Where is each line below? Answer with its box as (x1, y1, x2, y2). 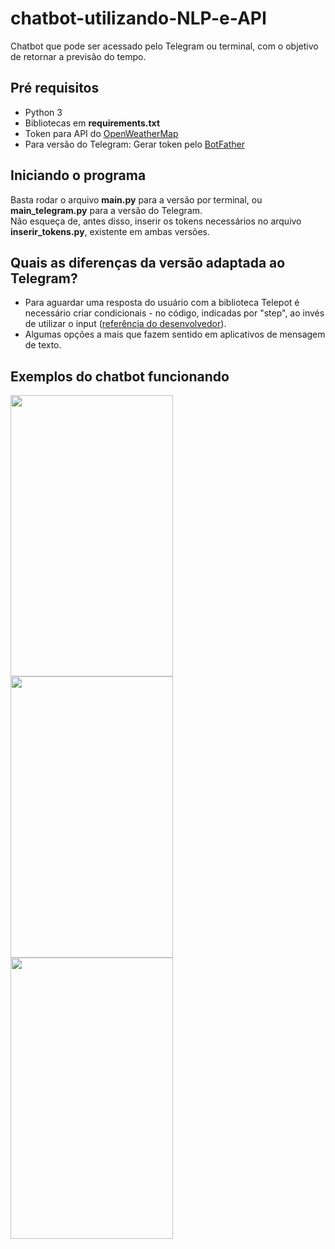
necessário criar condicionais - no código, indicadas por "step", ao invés (24, 307, 325, 319)
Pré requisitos (10, 80, 100, 97)
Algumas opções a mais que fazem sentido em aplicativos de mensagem (24, 328, 326, 341)
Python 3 (24, 106, 63, 118)
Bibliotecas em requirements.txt (24, 117, 161, 129)
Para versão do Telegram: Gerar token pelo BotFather (24, 138, 245, 150)
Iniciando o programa (10, 167, 147, 184)
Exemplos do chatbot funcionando (10, 368, 230, 385)
